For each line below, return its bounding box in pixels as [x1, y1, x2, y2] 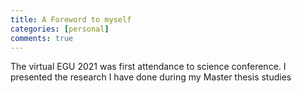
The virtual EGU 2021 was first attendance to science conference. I [10, 61, 287, 73]
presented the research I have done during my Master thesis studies [10, 71, 292, 83]
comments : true [10, 33, 74, 43]
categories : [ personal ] [10, 24, 110, 34]
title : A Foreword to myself [10, 14, 132, 25]
